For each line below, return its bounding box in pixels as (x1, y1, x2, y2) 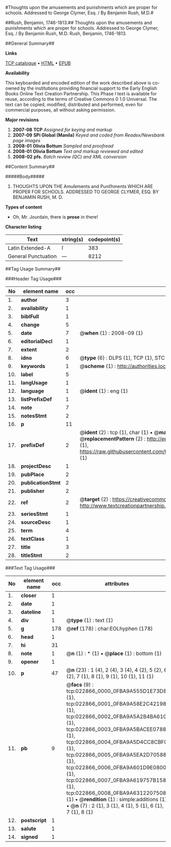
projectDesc (21, 463, 51, 469)
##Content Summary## (5, 164, 55, 170)
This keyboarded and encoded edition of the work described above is (5, 80, 152, 86)
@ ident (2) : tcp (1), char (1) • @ (79, 429, 159, 436)
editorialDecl (21, 338, 52, 345)
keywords (21, 363, 46, 369)
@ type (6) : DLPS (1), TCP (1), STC (79, 354, 165, 361)
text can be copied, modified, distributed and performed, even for (5, 101, 144, 108)
